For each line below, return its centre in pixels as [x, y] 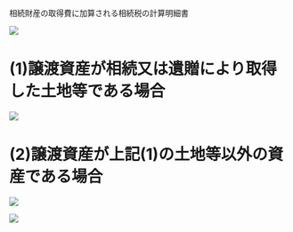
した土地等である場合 [87, 91]
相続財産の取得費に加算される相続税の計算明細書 [99, 13]
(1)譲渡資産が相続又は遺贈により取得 [143, 69]
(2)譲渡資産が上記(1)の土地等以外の [138, 155]
